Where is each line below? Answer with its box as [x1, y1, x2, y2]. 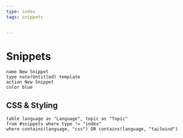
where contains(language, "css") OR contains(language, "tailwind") [6, 126, 178, 132]
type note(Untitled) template [6, 74, 81, 80]
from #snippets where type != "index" [6, 121, 102, 127]
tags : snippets [6, 14, 44, 20]
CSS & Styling [6, 100, 58, 110]
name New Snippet [6, 69, 49, 75]
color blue [6, 85, 33, 90]
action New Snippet [6, 79, 54, 85]
